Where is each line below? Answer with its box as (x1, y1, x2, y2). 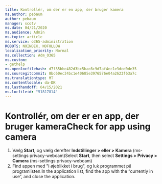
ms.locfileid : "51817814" (5, 89, 58, 94)
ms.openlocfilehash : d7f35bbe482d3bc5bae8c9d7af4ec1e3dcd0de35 (5, 67, 137, 72)
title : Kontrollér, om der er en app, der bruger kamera (5, 7, 124, 12)
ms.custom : (5, 57, 27, 62)
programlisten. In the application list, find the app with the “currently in (12, 168, 153, 174)
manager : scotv (5, 21, 36, 26)
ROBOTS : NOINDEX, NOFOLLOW (5, 44, 60, 49)
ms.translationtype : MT (5, 76, 54, 80)
